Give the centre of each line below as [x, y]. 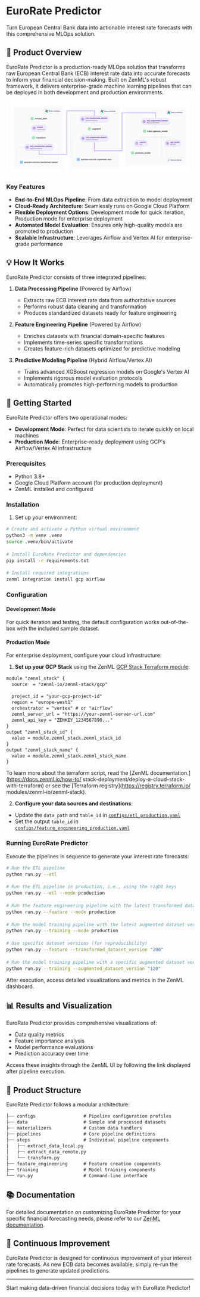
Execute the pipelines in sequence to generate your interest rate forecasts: [98, 856]
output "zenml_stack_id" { [40, 732]
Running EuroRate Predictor [47, 843]
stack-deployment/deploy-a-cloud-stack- [134, 780]
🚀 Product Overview [44, 53]
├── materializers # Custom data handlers [74, 1128]
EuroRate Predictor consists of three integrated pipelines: [76, 277]
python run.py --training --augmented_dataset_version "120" [84, 969]
